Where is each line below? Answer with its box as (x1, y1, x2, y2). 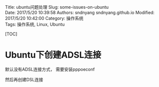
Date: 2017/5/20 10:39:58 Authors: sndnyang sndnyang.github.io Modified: (5, 10, 155, 15)
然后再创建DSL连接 (5, 76, 44, 82)
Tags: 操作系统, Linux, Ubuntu (5, 21, 65, 27)
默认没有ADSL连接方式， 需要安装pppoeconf (5, 66, 95, 72)
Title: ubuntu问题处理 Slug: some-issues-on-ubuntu (5, 4, 109, 10)
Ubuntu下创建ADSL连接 (5, 50, 101, 60)
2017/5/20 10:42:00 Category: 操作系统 (5, 15, 84, 21)
